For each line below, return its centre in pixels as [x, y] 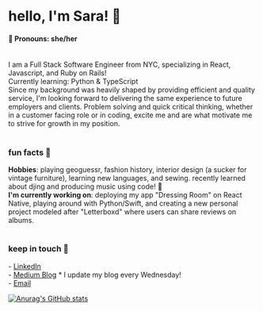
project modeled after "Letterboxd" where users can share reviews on [122, 211]
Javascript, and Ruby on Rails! [57, 73]
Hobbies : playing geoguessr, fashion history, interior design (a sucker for [128, 169]
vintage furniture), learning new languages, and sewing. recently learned [127, 178]
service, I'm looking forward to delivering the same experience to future [126, 98]
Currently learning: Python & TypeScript [73, 82]
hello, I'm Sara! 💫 [65, 16]
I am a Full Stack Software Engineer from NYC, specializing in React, [120, 65]
